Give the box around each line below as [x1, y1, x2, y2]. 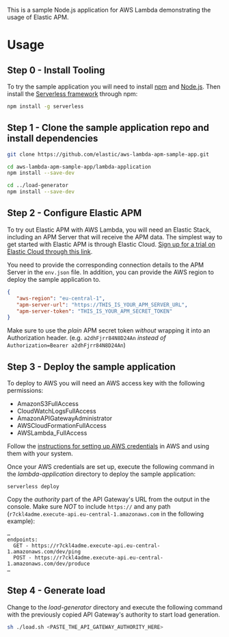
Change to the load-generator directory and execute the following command [7, 603, 223, 611]
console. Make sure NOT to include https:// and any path [7, 503, 171, 511]
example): [7, 517, 36, 525]
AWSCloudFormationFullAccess [16, 422, 107, 430]
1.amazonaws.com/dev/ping [7, 549, 81, 555]
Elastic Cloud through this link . [7, 247, 93, 256]
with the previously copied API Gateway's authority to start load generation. [7, 610, 220, 618]
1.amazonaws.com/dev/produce [7, 560, 90, 568]
